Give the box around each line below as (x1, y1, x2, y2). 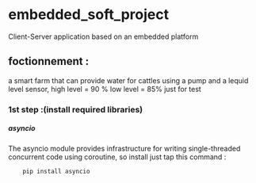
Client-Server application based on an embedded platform (8, 32, 199, 41)
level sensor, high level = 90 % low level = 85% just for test (8, 84, 202, 93)
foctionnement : (8, 55, 90, 68)
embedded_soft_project (8, 6, 169, 24)
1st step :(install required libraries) (8, 104, 143, 115)
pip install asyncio (22, 167, 90, 175)
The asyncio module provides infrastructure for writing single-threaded (8, 143, 241, 153)
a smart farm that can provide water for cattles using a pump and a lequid (8, 75, 249, 85)
